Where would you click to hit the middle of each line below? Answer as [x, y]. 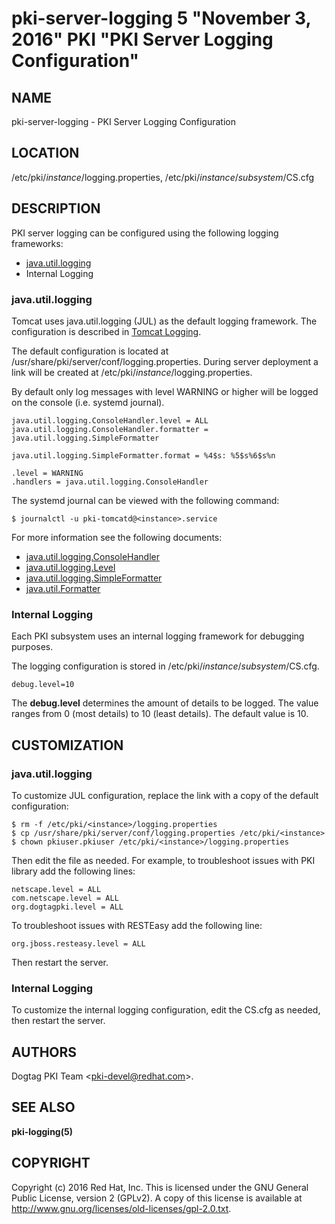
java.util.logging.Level [70, 567]
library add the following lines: [73, 871]
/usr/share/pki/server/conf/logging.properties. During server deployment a [165, 361]
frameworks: [37, 243]
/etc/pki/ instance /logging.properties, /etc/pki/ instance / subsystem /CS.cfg [163, 177]
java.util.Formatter [63, 588]
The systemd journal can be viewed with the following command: [145, 500]
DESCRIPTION [56, 208]
